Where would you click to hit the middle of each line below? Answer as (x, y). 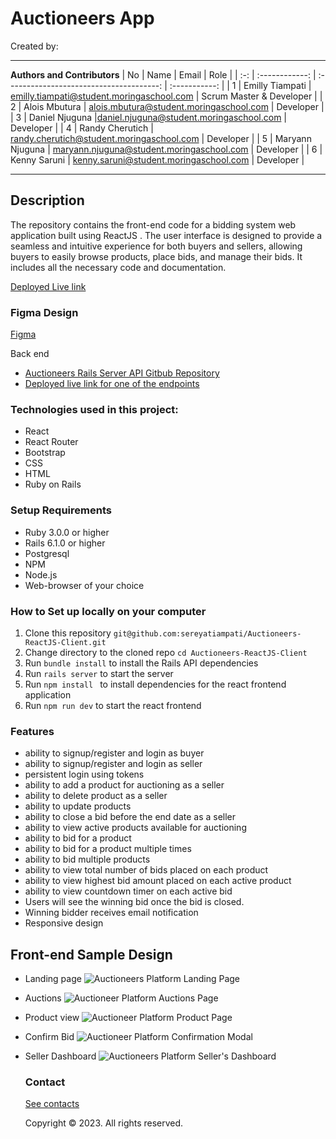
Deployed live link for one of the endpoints (112, 384)
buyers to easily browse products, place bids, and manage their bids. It (156, 256)
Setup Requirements (61, 510)
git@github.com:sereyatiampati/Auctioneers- (207, 633)
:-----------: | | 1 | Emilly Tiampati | (240, 85)
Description (47, 200)
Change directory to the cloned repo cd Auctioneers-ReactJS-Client (166, 652)
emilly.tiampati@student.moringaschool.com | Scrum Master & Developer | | (166, 96)
